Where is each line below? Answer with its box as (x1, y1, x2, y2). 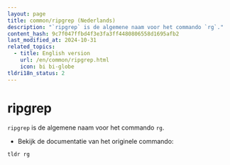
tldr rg (7, 151, 31, 158)
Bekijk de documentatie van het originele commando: (17, 137, 174, 146)
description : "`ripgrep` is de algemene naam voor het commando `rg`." (7, 23, 224, 30)
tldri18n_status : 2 (7, 69, 65, 76)
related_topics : (7, 43, 55, 50)
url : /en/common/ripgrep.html (20, 57, 110, 64)
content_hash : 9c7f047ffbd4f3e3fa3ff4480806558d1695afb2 (7, 30, 180, 38)
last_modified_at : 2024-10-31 (7, 37, 97, 44)
